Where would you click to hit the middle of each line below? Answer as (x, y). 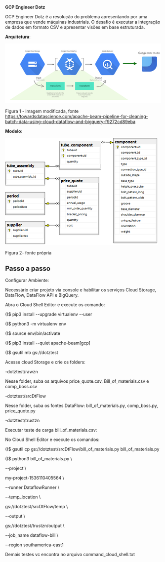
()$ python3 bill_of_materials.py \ (39, 458)
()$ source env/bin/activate (33, 333)
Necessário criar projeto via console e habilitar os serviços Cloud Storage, (81, 290)
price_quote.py (20, 411)
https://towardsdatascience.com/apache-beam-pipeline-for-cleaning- (77, 117)
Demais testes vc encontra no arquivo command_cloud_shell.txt (70, 554)
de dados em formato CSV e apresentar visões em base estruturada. (75, 27)
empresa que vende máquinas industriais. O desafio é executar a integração (83, 22)
